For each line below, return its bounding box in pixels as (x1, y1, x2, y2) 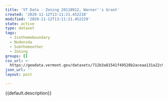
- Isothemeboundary (9, 35, 50, 40)
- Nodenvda (9, 40, 32, 45)
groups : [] (5, 53, 28, 59)
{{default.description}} (5, 90, 51, 96)
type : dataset (5, 26, 35, 31)
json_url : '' (5, 68, 32, 73)
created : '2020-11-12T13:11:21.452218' (5, 12, 88, 17)
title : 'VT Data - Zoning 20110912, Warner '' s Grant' (5, 7, 120, 12)
